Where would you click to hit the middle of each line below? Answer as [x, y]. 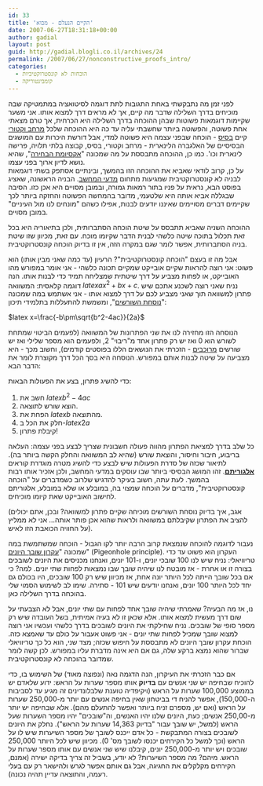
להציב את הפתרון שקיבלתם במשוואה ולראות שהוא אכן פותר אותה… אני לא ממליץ [128, 520]
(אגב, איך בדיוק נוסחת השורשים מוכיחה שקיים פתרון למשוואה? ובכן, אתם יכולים [125, 511]
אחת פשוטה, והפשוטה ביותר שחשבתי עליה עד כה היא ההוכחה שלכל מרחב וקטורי [128, 128]
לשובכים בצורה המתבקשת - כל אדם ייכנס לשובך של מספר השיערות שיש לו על [123, 732]
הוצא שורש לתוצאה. [49, 406]
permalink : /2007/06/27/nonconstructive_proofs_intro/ [100, 60]
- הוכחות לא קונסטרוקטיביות [51, 74]
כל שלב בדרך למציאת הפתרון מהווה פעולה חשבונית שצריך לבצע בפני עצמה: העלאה [131, 446]
